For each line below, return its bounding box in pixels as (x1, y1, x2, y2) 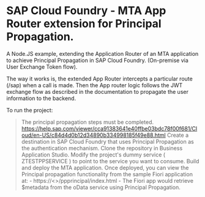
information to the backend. (6, 95, 76, 102)
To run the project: (6, 106, 53, 114)
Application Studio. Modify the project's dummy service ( (21, 151, 166, 158)
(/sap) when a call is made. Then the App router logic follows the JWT (6, 81, 183, 89)
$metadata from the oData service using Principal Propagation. (21, 183, 181, 191)
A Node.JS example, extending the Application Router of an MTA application (6, 50, 199, 57)
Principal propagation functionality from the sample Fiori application (21, 170, 193, 178)
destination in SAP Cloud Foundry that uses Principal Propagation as (21, 137, 194, 145)
